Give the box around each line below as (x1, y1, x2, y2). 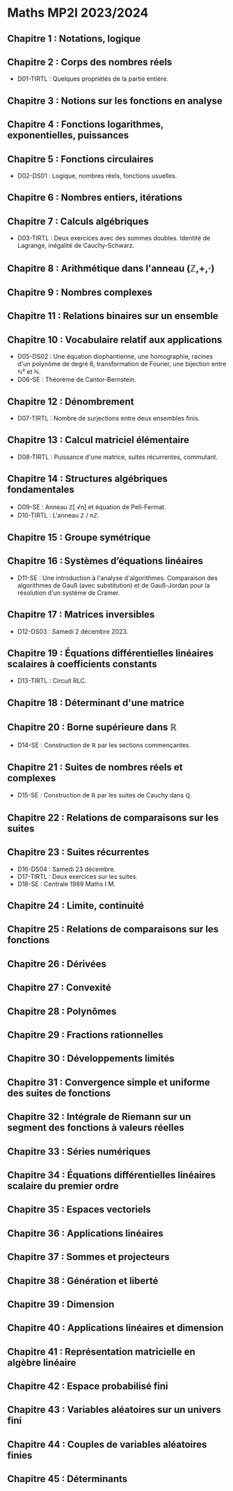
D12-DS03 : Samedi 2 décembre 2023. (17, 627, 129, 635)
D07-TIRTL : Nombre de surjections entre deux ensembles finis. (17, 414, 200, 422)
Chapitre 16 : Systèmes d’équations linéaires (7, 555, 204, 567)
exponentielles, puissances (7, 130, 129, 141)
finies (7, 1449, 33, 1461)
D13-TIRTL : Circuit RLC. (17, 677, 87, 685)
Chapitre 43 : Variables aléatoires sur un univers (7, 1404, 221, 1416)
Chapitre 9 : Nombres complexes (7, 286, 153, 298)
